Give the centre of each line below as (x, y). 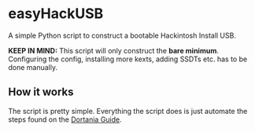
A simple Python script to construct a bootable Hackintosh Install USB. (122, 35)
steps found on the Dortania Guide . (65, 119)
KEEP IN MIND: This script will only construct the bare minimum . (113, 50)
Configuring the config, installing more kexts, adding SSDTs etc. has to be (128, 59)
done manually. (33, 67)
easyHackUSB (56, 14)
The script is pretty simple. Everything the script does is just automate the (128, 111)
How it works (41, 92)
